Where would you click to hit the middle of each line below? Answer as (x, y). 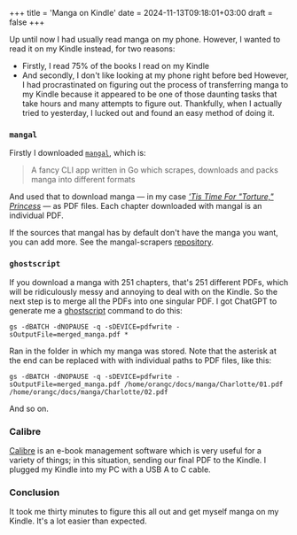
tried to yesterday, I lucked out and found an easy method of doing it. (148, 113)
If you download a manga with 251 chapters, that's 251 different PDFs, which (149, 282)
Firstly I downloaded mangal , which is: (78, 153)
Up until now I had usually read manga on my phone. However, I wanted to (145, 39)
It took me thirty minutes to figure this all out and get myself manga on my (144, 512)
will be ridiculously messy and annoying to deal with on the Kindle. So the (143, 291)
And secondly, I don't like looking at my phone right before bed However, (155, 75)
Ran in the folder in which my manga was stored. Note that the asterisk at (143, 351)
